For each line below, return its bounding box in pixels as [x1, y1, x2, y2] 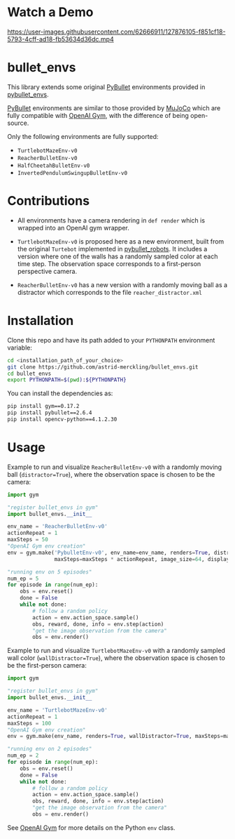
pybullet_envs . [7, 90, 49, 98]
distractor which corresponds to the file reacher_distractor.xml [17, 288, 203, 296]
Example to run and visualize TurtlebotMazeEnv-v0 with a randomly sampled [7, 647, 226, 655]
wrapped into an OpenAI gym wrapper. [17, 223, 129, 232]
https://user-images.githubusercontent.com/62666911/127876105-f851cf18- [7, 27, 226, 36]
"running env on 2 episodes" [7, 746, 92, 753]
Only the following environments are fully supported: [7, 132, 159, 140]
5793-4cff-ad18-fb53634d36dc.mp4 [7, 34, 114, 43]
